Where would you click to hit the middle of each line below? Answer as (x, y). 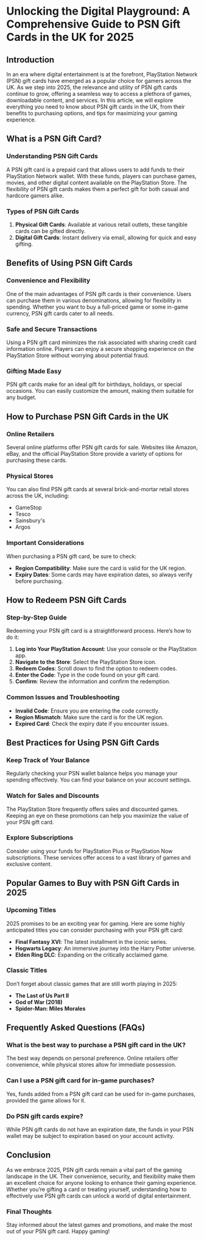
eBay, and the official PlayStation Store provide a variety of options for (94, 453)
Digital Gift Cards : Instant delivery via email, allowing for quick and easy (106, 237)
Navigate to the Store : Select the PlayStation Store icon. (86, 662)
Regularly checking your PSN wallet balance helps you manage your (92, 774)
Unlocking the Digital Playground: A (98, 11)
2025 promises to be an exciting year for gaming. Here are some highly (96, 923)
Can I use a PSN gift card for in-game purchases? (81, 1081)
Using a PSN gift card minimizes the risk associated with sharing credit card (101, 342)
